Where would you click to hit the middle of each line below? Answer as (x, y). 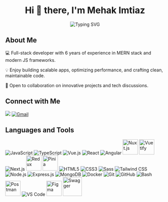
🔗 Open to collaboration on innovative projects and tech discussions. (77, 85)
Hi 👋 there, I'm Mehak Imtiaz (85, 10)
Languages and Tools (40, 130)
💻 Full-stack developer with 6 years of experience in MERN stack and (78, 53)
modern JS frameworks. (30, 60)
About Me (21, 40)
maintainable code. (25, 75)
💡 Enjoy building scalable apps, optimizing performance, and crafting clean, (84, 70)
